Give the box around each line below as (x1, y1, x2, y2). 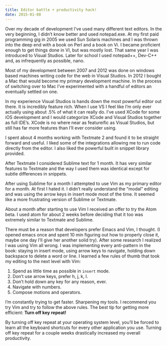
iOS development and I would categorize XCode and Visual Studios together (5, 114, 162, 120)
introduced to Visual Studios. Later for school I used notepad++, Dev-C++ (5, 52, 157, 58)
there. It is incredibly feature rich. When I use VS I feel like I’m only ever (5, 103, 152, 109)
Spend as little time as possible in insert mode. (12, 268, 110, 274)
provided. (5, 150, 25, 156)
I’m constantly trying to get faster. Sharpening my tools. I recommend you (5, 298, 157, 305)
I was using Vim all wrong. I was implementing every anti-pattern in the (5, 242, 151, 248)
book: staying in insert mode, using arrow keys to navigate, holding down (5, 247, 156, 253)
